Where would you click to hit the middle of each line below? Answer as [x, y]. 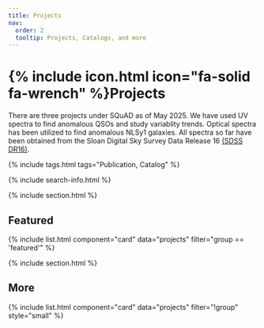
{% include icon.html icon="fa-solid [129, 77]
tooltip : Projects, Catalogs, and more [81, 38]
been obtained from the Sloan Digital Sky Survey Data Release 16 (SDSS [126, 141]
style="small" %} [36, 315]
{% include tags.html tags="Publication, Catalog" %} [94, 165]
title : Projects [35, 15]
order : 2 [30, 30]
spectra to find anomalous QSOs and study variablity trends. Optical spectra [132, 124]
